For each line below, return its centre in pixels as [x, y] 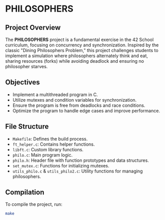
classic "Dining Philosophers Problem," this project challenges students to [82, 50]
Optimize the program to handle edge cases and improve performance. [86, 111]
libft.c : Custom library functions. [48, 149]
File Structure [27, 127]
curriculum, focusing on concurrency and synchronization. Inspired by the [82, 45]
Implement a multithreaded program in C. [55, 95]
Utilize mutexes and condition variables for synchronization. [74, 100]
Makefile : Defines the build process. [50, 139]
